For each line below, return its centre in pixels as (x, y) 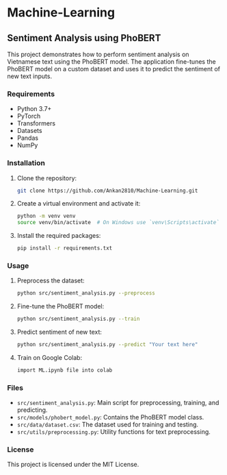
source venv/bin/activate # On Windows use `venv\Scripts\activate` (118, 223)
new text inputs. (30, 76)
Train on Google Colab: (50, 358)
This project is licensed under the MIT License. (73, 465)
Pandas (28, 138)
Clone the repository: (47, 178)
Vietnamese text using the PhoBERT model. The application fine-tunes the (112, 62)
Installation (26, 163)
